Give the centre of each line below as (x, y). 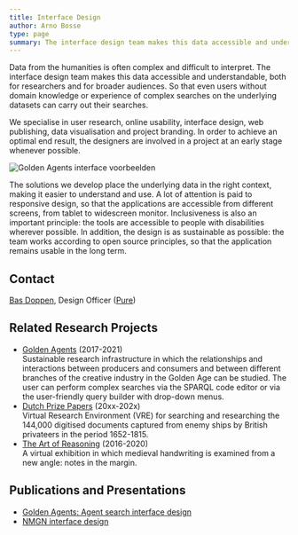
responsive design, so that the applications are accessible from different (141, 204)
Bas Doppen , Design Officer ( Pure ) (73, 300)
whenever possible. (45, 151)
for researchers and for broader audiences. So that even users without (138, 86)
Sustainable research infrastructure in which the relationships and (142, 358)
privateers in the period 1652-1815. (85, 434)
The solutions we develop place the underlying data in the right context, (141, 185)
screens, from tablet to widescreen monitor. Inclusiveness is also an (133, 213)
